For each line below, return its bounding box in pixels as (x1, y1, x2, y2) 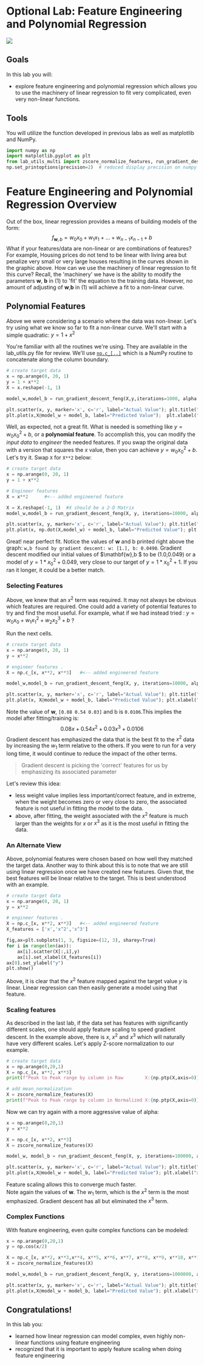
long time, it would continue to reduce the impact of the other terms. (6, 750, 177, 758)
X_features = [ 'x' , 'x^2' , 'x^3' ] (6, 926, 88, 933)
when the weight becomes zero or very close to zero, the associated (15, 798, 187, 806)
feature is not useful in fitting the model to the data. (15, 804, 144, 812)
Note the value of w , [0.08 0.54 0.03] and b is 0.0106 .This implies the (6, 708, 182, 716)
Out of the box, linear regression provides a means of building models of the (6, 218, 197, 225)
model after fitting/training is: (6, 714, 79, 722)
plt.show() (6, 966, 34, 972)
